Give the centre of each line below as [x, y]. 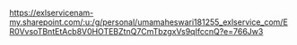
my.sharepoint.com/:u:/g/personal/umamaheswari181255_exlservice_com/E [149, 22]
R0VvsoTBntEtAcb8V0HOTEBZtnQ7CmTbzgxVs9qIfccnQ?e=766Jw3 [136, 31]
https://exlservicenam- [52, 13]
